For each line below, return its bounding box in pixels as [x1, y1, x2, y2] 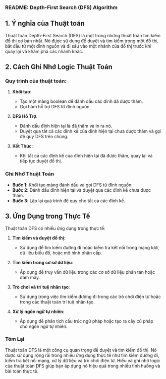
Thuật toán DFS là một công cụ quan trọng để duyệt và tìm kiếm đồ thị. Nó [5, 347, 157, 353]
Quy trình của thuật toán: [5, 77, 67, 84]
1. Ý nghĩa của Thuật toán [5, 19, 85, 28]
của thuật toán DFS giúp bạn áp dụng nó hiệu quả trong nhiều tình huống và [5, 363, 160, 369]
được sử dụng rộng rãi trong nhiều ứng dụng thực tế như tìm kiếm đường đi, [5, 352, 160, 358]
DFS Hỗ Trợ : [12, 113, 38, 119]
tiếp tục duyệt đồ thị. [19, 158, 62, 164]
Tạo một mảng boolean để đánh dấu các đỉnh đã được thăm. [19, 98, 143, 104]
